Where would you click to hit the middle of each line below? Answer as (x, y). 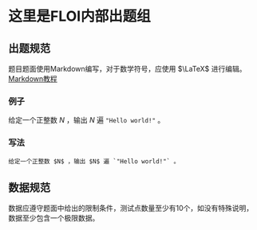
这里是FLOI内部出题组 (79, 16)
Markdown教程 (33, 79)
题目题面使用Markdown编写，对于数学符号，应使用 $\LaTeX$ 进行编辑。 (127, 69)
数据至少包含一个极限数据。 (54, 218)
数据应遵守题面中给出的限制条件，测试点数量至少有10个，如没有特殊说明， (131, 209)
